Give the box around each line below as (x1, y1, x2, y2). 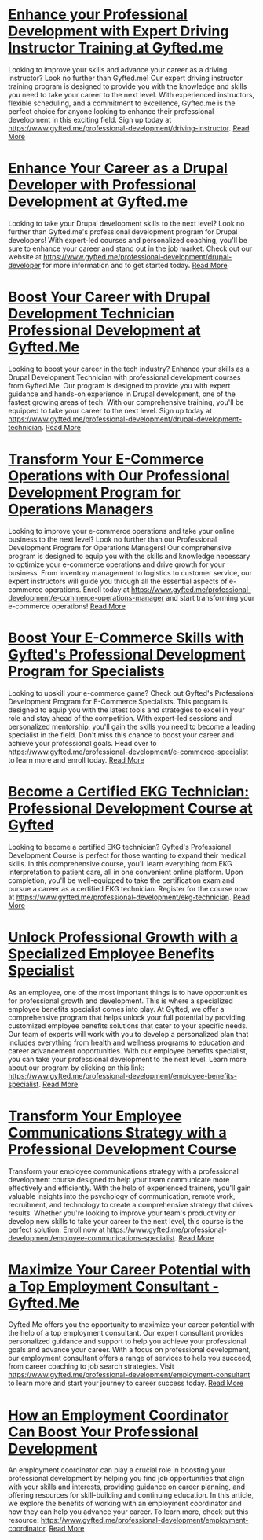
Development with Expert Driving (8, 22, 229, 40)
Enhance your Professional (8, 6, 188, 24)
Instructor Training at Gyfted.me (8, 39, 224, 57)
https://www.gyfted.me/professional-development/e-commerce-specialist (8, 747, 249, 756)
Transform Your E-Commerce (8, 450, 204, 468)
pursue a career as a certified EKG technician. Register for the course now (8, 884, 249, 893)
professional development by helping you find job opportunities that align (8, 1474, 245, 1483)
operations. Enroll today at (44, 584, 130, 594)
